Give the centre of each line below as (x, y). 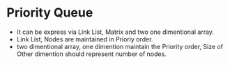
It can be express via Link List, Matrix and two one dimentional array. (115, 32)
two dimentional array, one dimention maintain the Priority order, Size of (120, 46)
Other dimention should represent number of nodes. (91, 54)
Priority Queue (50, 13)
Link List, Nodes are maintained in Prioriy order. (85, 39)
